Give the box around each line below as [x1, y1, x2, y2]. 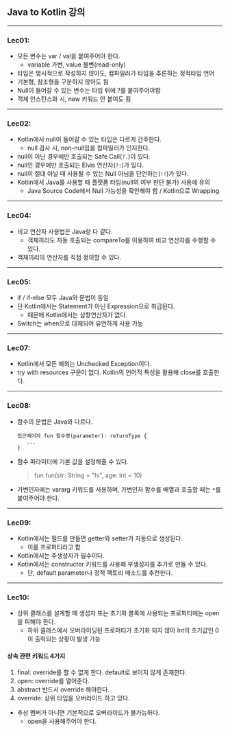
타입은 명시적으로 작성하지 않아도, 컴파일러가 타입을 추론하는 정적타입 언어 [16, 69, 215, 78]
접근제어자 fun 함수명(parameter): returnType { [16, 432, 147, 439]
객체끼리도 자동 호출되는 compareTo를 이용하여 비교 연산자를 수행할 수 [27, 236, 216, 244]
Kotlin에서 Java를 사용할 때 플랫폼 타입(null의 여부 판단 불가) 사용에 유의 [16, 178, 211, 187]
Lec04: [7, 211, 32, 220]
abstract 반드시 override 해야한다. [16, 685, 110, 694]
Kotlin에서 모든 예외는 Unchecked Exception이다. [16, 360, 152, 368]
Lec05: [7, 277, 31, 286]
